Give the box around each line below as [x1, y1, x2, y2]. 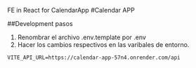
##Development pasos [7, 20, 73, 27]
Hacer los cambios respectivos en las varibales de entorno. [17, 41, 190, 48]
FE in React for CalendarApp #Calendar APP [7, 6, 135, 14]
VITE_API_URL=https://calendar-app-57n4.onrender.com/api [7, 54, 181, 61]
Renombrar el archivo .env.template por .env [17, 33, 146, 41]
